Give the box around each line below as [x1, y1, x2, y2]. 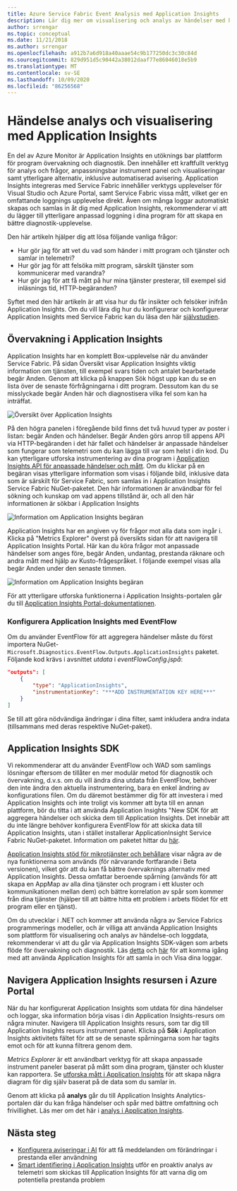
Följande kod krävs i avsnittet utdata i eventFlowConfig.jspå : [7, 655, 183, 664]
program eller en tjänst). [7, 902, 78, 911]
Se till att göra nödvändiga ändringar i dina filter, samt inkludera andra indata [7, 714, 230, 723]
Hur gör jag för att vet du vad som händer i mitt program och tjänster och [17, 247, 230, 255]
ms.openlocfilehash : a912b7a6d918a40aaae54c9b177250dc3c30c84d [7, 50, 197, 57]
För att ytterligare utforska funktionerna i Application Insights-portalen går [7, 591, 222, 600]
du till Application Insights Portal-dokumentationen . [7, 599, 157, 608]
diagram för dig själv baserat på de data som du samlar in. [7, 1078, 176, 1086]
